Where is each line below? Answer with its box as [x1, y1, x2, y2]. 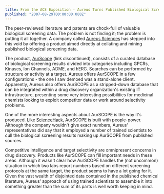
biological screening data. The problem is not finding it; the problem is [5, 30, 146, 36]
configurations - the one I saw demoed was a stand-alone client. [5, 76, 135, 82]
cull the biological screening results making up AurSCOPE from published [5, 132, 153, 138]
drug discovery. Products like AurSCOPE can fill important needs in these [5, 152, 152, 158]
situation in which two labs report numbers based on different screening [5, 162, 150, 169]
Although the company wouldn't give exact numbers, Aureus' [5, 122, 128, 128]
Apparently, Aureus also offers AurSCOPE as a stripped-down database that [5, 81, 158, 87]
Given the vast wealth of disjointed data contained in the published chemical [5, 173, 159, 179]
